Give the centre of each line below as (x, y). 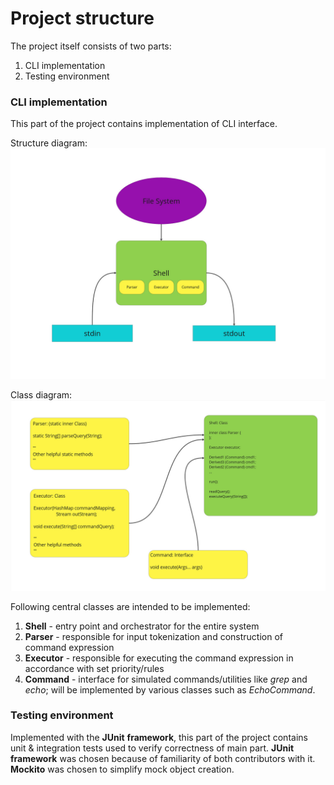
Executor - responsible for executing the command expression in (159, 658)
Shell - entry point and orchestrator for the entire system (142, 626)
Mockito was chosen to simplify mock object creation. (122, 769)
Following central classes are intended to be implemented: (130, 606)
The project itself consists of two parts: (91, 46)
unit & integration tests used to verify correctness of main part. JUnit (152, 748)
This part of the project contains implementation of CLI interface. (144, 124)
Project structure (82, 18)
